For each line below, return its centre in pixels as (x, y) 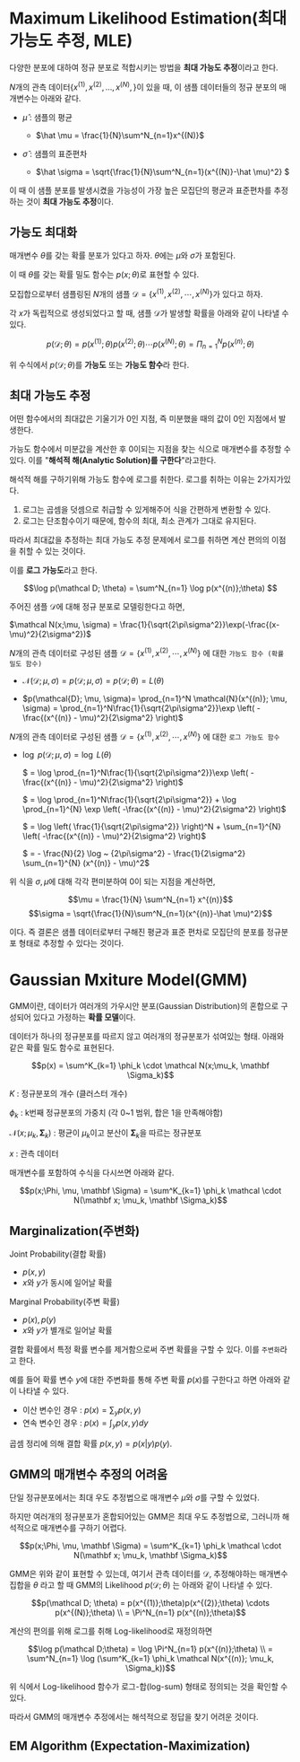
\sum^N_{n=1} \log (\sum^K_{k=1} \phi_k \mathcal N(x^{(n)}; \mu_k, (150, 1659)
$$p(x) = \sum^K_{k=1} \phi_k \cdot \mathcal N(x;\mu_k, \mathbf (150, 1065)
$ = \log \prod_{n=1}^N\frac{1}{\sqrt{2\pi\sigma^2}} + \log (129, 799)
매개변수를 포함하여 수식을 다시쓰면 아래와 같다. (92, 1173)
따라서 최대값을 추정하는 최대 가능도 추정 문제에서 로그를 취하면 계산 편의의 (140, 540)
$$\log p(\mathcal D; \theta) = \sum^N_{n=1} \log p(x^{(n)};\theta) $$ (150, 588)
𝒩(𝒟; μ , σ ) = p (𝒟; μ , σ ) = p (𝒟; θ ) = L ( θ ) (93, 680)
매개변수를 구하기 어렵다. (83, 1528)
